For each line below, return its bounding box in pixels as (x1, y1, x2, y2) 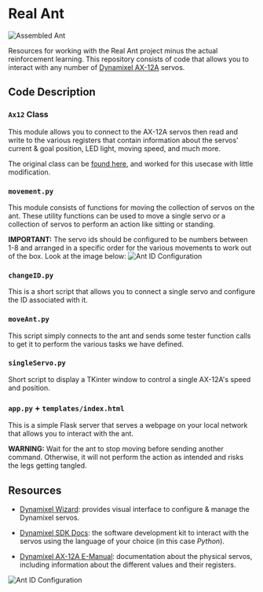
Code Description (8, 86, 96, 99)
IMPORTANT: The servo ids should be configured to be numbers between (8, 234, 248, 244)
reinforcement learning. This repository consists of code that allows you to (8, 54, 250, 64)
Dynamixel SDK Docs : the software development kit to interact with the (19, 528, 250, 537)
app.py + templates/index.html (8, 403, 125, 414)
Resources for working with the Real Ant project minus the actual (8, 46, 218, 55)
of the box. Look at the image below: (8, 251, 127, 260)
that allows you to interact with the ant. (8, 429, 134, 439)
